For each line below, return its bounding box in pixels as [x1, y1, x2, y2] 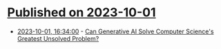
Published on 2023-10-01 [7, 5, 157, 20]
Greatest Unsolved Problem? [17, 34, 99, 42]
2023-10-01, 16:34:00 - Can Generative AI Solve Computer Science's [17, 27, 214, 35]
